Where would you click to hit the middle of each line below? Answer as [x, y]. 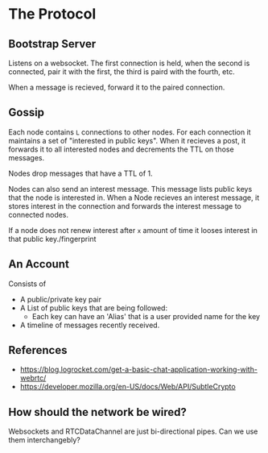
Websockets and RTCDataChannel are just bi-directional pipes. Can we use [133, 431]
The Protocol [52, 14]
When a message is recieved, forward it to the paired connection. [117, 87]
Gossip [27, 112]
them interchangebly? [44, 440]
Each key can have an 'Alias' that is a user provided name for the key [146, 316]
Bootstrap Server [52, 44]
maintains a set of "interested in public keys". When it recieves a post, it [127, 140]
